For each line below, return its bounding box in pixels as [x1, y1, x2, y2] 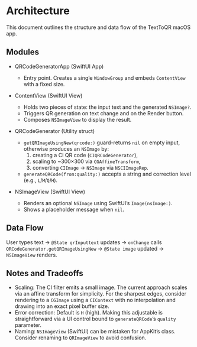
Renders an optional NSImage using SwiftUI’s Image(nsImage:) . [23, 199, 173, 206]
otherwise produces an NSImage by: [23, 145, 109, 152]
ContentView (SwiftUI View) [14, 92, 83, 99]
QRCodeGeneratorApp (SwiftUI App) [14, 63, 104, 70]
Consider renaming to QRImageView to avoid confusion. [14, 334, 147, 341]
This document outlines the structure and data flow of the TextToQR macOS [6, 24, 191, 31]
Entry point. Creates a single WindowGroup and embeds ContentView [23, 74, 186, 81]
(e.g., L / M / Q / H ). [23, 176, 58, 184]
